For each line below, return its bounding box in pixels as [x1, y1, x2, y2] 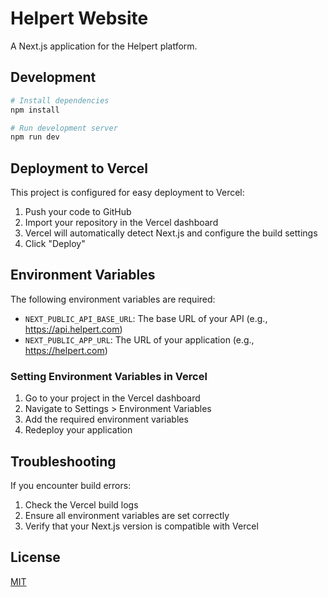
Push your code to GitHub [24, 206, 132, 218]
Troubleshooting [10, 453, 117, 470]
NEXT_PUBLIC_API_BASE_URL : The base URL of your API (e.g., [24, 312, 268, 324]
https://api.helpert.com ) [24, 323, 123, 335]
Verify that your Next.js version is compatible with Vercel [24, 520, 259, 532]
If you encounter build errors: [10, 479, 132, 491]
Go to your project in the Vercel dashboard [24, 392, 201, 404]
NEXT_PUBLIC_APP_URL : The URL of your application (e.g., [24, 333, 255, 346]
